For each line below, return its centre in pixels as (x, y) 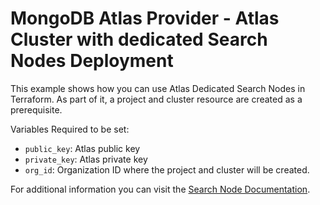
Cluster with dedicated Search (139, 39)
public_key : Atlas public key (82, 148)
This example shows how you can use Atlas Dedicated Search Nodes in (158, 88)
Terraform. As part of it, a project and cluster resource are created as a (156, 99)
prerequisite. (36, 109)
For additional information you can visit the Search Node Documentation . (160, 189)
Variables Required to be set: (70, 129)
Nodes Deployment (92, 61)
